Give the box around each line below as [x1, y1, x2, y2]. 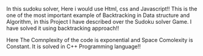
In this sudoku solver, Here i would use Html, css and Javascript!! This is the [6, 5, 198, 12]
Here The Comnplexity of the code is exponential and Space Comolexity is [6, 37, 193, 43]
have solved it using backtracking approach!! [6, 24, 119, 32]
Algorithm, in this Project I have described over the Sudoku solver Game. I [6, 18, 192, 25]
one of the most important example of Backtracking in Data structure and [6, 12, 190, 19]
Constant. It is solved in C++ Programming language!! [6, 43, 141, 50]
